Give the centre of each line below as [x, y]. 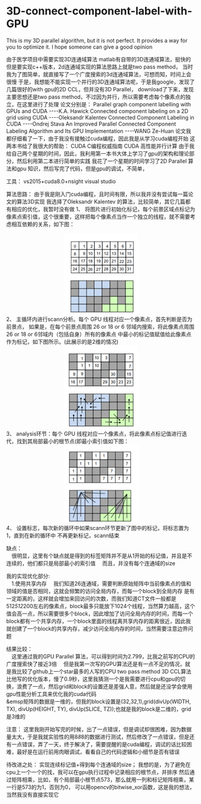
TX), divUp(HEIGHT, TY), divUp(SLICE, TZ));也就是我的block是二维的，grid [99, 709]
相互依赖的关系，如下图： [43, 224]
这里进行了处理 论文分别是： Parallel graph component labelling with [106, 104]
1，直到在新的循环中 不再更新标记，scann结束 [63, 535]
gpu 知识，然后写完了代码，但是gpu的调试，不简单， [82, 168]
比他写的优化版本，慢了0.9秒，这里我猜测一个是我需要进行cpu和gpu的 [93, 679]
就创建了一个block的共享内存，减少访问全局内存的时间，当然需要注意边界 [97, 629]
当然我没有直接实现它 [32, 794]
